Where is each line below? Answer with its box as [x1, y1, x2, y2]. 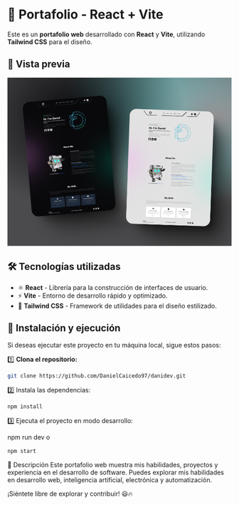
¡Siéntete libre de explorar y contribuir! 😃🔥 [7, 489, 133, 498]
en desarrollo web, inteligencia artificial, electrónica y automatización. [7, 476, 212, 484]
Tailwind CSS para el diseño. [7, 37, 92, 46]
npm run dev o [7, 433, 51, 442]
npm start [7, 448, 37, 455]
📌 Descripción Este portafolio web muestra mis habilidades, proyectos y [7, 461, 218, 469]
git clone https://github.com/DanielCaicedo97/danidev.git [7, 373, 186, 380]
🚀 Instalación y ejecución [7, 322, 121, 334]
